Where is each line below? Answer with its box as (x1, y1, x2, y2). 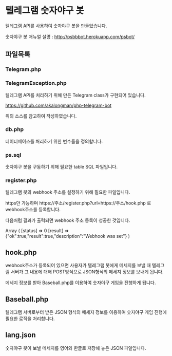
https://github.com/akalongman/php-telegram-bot (5, 102, 112, 108)
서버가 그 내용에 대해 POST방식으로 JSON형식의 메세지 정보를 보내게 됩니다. (10, 269, 164, 275)
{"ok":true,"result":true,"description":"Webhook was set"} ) (5, 233, 130, 239)
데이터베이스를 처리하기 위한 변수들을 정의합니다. (5, 138, 103, 144)
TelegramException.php (5, 80, 67, 87)
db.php (5, 126, 24, 133)
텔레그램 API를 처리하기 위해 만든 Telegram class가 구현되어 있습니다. (5, 92, 146, 98)
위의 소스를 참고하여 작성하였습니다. (5, 113, 77, 119)
